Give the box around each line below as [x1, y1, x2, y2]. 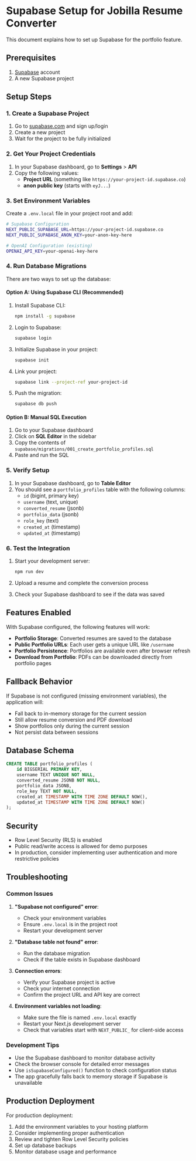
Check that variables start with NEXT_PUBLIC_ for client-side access [23, 1026, 184, 1033]
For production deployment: [6, 1112, 73, 1119]
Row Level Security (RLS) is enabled [14, 837, 102, 844]
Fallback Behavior [6, 676, 73, 687]
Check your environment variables [23, 914, 106, 922]
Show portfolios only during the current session [14, 722, 130, 729]
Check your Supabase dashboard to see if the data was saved [14, 591, 165, 598]
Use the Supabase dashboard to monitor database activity [14, 1054, 156, 1061]
